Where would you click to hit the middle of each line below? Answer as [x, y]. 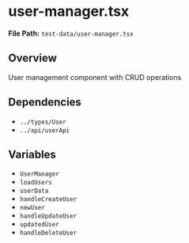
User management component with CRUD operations [95, 77]
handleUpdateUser [48, 216]
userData [34, 191]
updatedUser [39, 225]
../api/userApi [45, 130]
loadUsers [36, 183]
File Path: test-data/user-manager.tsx [71, 33]
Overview [33, 58]
